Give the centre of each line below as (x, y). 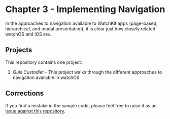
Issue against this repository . (35, 111)
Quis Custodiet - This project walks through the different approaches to (87, 72)
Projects (19, 50)
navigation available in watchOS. (47, 77)
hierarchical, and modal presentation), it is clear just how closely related (80, 28)
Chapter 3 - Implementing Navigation (85, 9)
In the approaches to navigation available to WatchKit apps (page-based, (82, 23)
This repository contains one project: (44, 62)
